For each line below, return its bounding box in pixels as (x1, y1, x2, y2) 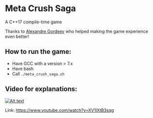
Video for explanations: (5, 85, 77, 93)
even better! (5, 34, 30, 39)
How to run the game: (5, 48, 72, 56)
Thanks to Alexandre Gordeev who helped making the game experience (5, 28, 149, 34)
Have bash (12, 66, 34, 71)
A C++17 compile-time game (5, 19, 62, 25)
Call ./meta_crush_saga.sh (12, 71, 64, 77)
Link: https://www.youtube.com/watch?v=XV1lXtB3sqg (5, 107, 114, 113)
